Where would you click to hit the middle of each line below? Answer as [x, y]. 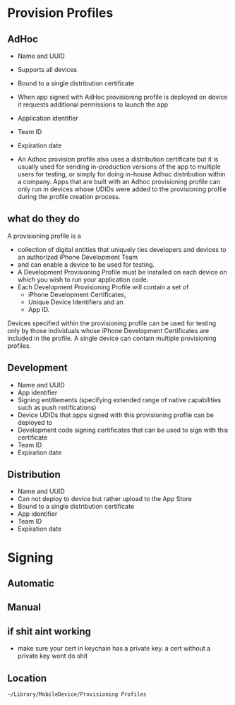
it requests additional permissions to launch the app [93, 104]
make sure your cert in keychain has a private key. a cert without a [114, 649]
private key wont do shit [53, 656]
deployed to [35, 422]
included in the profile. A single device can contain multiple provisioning [112, 338]
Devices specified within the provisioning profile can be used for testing [112, 323]
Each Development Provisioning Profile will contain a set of [103, 287]
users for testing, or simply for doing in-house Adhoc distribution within [121, 174]
